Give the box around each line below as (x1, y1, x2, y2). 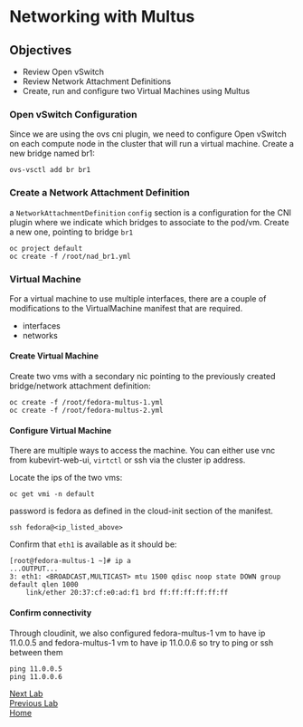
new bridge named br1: (9, 148, 95, 159)
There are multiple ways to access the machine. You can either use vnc (9, 445, 276, 456)
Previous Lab (9, 697, 59, 708)
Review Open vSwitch (22, 66, 105, 77)
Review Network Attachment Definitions (22, 76, 172, 87)
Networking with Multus (9, 6, 195, 27)
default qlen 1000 (9, 580, 79, 589)
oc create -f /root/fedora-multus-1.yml (9, 398, 165, 407)
